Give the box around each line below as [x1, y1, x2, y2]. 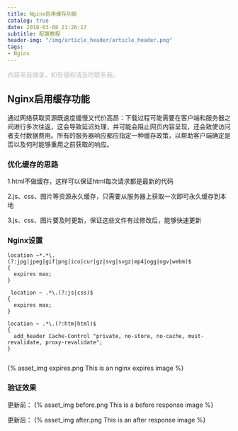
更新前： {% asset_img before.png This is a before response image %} [7, 400, 214, 409]
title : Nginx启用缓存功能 [7, 10, 78, 18]
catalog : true [7, 17, 50, 24]
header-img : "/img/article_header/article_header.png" [7, 37, 173, 44]
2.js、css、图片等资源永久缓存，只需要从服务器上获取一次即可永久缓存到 [7, 192, 221, 200]
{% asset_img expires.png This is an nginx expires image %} [7, 364, 184, 373]
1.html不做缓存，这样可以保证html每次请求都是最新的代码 [7, 177, 174, 185]
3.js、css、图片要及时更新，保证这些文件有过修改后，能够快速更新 [7, 216, 202, 224]
